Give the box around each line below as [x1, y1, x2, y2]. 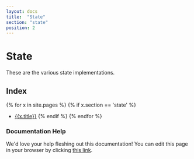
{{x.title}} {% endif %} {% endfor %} [14, 113, 102, 119]
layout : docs [6, 8, 38, 15]
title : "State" [6, 14, 46, 20]
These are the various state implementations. [6, 69, 115, 76]
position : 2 [6, 24, 35, 31]
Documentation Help [6, 127, 66, 135]
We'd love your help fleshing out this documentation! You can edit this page [6, 140, 188, 147]
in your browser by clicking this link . [6, 147, 93, 154]
